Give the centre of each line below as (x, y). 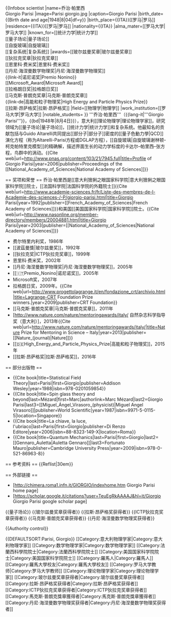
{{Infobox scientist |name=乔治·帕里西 (45, 8)
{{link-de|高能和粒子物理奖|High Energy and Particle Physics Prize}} (77, 102)
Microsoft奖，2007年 (35, 279)
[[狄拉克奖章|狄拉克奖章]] (32, 58)
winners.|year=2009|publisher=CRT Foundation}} (65, 302)
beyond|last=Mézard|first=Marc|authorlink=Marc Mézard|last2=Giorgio (88, 399)
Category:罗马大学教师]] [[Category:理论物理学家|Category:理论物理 (83, 571)
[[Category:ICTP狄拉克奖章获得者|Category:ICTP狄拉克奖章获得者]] (76, 590)
